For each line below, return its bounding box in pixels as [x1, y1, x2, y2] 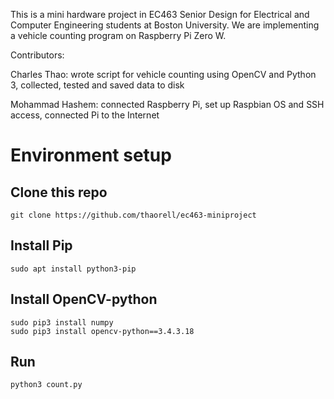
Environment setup [10, 144, 172, 167]
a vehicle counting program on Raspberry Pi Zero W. [10, 30, 227, 41]
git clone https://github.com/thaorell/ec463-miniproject [10, 210, 257, 220]
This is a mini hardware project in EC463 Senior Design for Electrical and [10, 9, 310, 20]
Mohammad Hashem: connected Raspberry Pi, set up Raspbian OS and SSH [10, 99, 325, 110]
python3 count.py [10, 380, 83, 390]
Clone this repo [10, 184, 108, 201]
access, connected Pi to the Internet [10, 109, 160, 121]
